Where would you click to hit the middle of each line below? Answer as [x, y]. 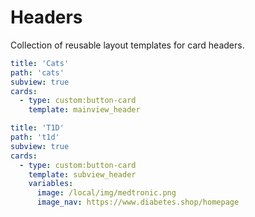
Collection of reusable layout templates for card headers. [127, 45]
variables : [51, 184]
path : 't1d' [35, 137]
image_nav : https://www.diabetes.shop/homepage [138, 202]
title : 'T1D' [37, 128]
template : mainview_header [84, 110]
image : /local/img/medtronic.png [106, 193]
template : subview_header [82, 174]
